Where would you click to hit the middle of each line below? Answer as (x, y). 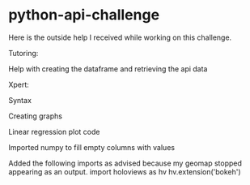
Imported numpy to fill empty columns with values (92, 147)
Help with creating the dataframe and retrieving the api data (108, 69)
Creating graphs (36, 116)
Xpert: (19, 84)
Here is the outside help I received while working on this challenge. (120, 37)
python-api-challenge (84, 15)
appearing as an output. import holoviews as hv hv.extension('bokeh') (125, 171)
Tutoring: (23, 53)
